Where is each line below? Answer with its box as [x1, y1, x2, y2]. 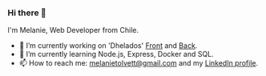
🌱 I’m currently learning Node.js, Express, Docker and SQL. [18, 50, 214, 59]
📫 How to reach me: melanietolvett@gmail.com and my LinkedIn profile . [18, 58, 259, 68]
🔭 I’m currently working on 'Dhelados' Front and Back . [18, 41, 198, 50]
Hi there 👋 [7, 7, 47, 18]
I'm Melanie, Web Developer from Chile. [7, 26, 139, 35]
